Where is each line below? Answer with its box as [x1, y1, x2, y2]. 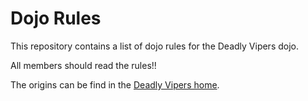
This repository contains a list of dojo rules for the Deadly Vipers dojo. [10, 40, 299, 52]
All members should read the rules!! [10, 59, 157, 71]
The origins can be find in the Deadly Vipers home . [10, 78, 220, 91]
